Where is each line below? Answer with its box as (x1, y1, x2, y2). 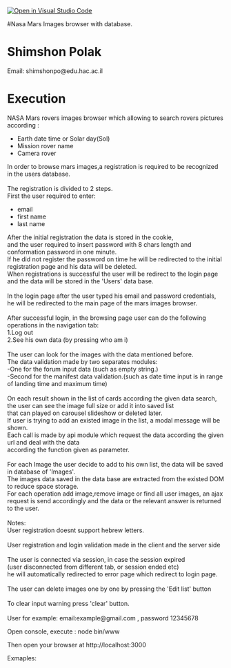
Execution (7, 91, 66, 107)
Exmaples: (7, 654, 37, 662)
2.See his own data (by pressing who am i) (7, 335, 129, 344)
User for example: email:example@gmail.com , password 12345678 (7, 614, 199, 622)
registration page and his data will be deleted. (7, 262, 137, 270)
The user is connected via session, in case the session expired (7, 555, 185, 563)
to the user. (7, 504, 39, 512)
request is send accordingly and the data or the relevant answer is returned (7, 496, 221, 505)
